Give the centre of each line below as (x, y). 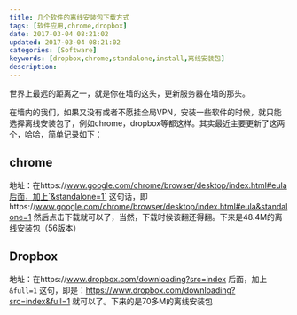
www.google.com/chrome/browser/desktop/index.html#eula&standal (161, 206)
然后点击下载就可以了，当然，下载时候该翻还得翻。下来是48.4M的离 (158, 217)
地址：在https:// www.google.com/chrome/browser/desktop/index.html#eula (148, 185)
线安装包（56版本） (45, 228)
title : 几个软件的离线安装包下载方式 (70, 17)
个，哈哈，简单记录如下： (56, 134)
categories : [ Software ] (53, 51)
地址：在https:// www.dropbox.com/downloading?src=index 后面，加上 (138, 279)
